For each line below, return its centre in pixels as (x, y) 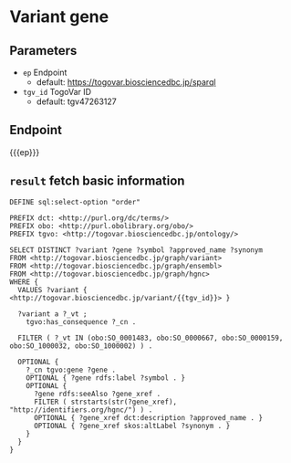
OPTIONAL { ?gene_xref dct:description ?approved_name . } (148, 417)
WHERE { (24, 282)
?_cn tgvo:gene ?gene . (71, 370)
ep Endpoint (45, 72)
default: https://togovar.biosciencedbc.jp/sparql (126, 82)
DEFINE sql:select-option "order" (75, 202)
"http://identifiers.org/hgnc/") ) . (81, 410)
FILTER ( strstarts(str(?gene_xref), (105, 402)
